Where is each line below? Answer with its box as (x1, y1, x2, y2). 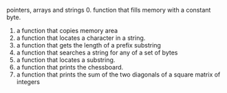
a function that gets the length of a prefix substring (16, 41, 161, 49)
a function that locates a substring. (16, 56, 116, 64)
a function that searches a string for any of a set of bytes (16, 48, 178, 56)
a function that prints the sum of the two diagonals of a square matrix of (16, 70, 221, 79)
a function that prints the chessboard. (16, 63, 124, 71)
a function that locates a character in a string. (16, 34, 146, 42)
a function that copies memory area (16, 27, 118, 34)
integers (16, 78, 41, 85)
